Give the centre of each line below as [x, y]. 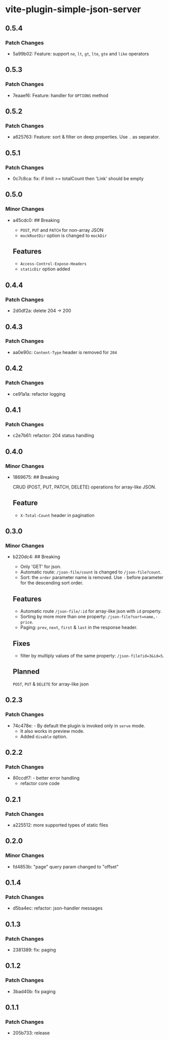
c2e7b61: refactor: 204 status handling [53, 435]
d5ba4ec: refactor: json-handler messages [58, 908]
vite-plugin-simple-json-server [73, 9]
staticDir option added [45, 269]
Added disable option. [44, 736]
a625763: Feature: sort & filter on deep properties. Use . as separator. [86, 137]
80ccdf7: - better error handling [46, 778]
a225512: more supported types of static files [60, 825]
